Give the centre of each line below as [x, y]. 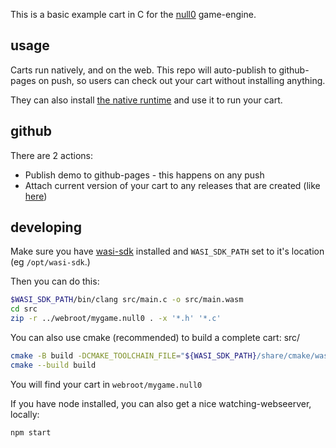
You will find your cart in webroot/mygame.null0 [106, 384]
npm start [31, 432]
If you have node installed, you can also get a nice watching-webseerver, [161, 403]
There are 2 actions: [52, 155]
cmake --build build [53, 365]
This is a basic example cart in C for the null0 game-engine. [133, 14]
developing [46, 227]
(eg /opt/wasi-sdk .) [50, 262]
